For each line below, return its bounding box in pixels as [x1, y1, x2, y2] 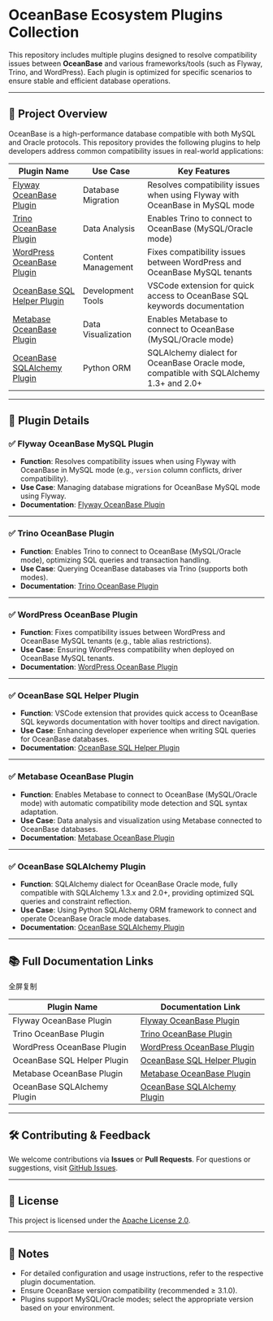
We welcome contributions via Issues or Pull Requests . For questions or [8, 1154, 251, 1164]
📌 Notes [8, 1247, 50, 1261]
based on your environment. [19, 1303, 115, 1313]
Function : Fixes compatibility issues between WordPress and [19, 628, 226, 637]
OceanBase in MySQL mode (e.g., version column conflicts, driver [19, 466, 242, 475]
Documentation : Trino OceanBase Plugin [19, 580, 158, 591]
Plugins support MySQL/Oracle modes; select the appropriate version [19, 1294, 253, 1304]
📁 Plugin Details [8, 413, 89, 428]
